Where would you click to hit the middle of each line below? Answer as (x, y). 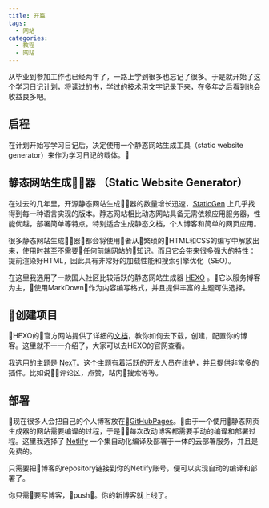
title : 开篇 (27, 16)
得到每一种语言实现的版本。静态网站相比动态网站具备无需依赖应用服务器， (131, 214)
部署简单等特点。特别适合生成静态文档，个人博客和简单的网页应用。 (148, 223)
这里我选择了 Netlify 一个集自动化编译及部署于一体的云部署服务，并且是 (140, 442)
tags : (17, 23)
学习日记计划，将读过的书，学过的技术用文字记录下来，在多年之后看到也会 (138, 86)
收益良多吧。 (29, 96)
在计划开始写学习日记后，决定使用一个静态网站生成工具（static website (126, 145)
